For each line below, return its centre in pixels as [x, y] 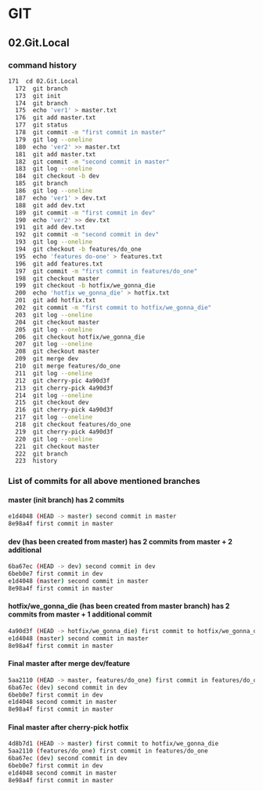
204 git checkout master [58, 322]
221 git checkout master [58, 446]
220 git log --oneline [54, 439]
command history [42, 65]
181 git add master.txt [56, 154]
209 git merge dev [47, 359]
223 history [36, 461]
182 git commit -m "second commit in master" [92, 162]
